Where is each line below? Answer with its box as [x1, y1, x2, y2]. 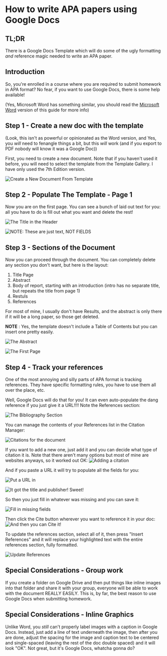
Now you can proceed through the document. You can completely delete [5, 257, 155, 263]
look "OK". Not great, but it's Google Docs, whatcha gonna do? [5, 645, 135, 651]
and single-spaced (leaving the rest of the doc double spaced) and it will [5, 639, 155, 646]
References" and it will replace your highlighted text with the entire [5, 536, 143, 543]
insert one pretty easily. [5, 329, 54, 335]
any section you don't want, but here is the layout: [5, 262, 109, 268]
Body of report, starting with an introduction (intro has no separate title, [12, 282, 160, 288]
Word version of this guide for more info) [5, 107, 89, 113]
